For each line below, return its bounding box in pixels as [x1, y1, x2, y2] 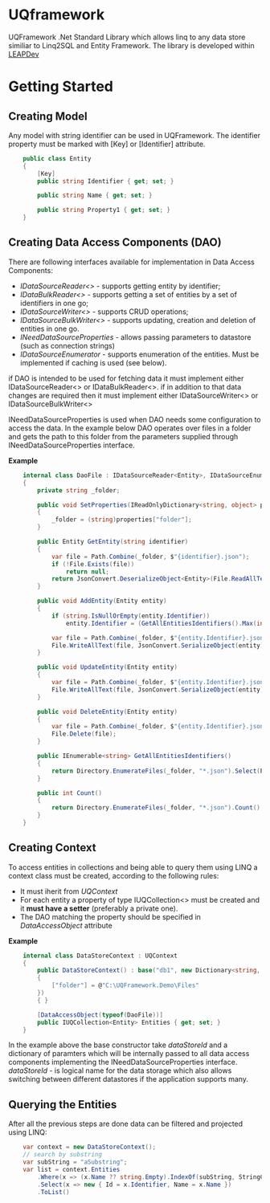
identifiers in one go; [19, 298, 89, 308]
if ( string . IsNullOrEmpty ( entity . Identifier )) [51, 612, 211, 620]
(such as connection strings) [19, 341, 115, 350]
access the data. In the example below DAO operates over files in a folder [8, 423, 252, 433]
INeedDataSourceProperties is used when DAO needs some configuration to [8, 414, 261, 424]
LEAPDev [8, 49, 39, 59]
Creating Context [8, 841, 96, 854]
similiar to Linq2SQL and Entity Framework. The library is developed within [8, 40, 255, 50]
